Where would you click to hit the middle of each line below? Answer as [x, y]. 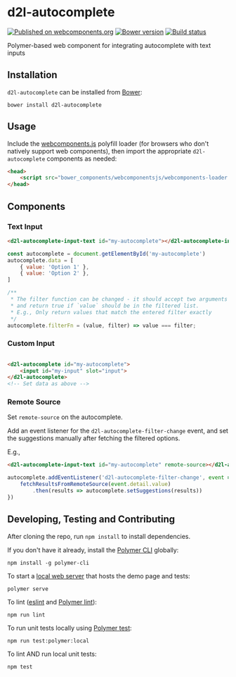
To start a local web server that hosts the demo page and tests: [99, 576]
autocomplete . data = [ [40, 260]
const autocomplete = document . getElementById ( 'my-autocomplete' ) [106, 254]
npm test [20, 666]
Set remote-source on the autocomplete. [65, 417]
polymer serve [28, 589]
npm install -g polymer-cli [48, 563]
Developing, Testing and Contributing [91, 520]
